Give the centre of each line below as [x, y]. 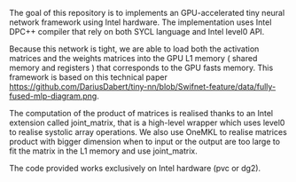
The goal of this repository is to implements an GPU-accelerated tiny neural [147, 13]
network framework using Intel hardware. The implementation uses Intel [140, 22]
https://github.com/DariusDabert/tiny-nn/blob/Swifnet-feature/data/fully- [143, 87]
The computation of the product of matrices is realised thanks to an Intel [141, 113]
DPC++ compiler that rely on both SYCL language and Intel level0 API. [137, 32]
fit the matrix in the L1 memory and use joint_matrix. [103, 151]
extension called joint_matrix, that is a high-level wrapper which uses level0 [147, 123]
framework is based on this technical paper [89, 77]
